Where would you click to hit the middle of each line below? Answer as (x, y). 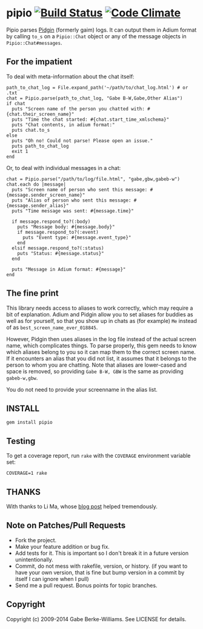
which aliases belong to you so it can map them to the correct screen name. (101, 352)
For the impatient (39, 62)
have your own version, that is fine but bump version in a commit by (100, 572)
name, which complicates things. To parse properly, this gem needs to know (101, 345)
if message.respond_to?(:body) (51, 222)
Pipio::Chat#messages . (34, 42)
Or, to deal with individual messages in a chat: (64, 168)
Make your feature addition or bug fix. (62, 546)
